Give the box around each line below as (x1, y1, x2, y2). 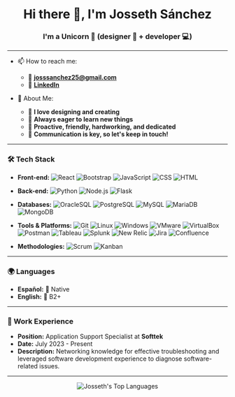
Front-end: (17, 173, 50, 181)
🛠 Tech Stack (7, 154, 55, 164)
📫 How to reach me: (17, 57, 78, 66)
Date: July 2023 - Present (17, 340, 93, 348)
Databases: (17, 200, 52, 208)
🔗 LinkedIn (27, 80, 59, 89)
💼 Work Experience (7, 317, 74, 326)
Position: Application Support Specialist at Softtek (17, 332, 164, 341)
